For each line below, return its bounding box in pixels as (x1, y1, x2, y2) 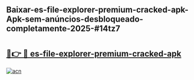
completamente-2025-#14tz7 (6, 23, 120, 34)
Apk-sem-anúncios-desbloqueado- (6, 14, 143, 25)
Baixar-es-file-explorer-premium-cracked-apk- (6, 5, 189, 15)
